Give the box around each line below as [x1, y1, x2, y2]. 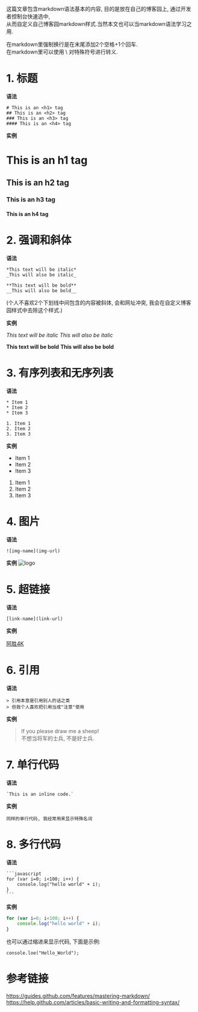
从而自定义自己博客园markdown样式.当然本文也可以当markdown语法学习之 [6, 21, 192, 27]
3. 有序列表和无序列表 [6, 366, 114, 380]
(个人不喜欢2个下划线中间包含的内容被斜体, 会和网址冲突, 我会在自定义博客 [6, 299, 191, 306]
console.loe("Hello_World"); [6, 950, 79, 956]
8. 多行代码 [6, 838, 61, 851]
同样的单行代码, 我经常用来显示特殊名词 [6, 815, 93, 822]
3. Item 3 [6, 431, 31, 437]
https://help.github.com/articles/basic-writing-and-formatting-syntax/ [6, 999, 180, 1006]
